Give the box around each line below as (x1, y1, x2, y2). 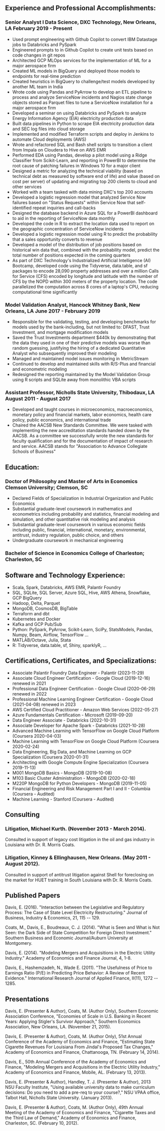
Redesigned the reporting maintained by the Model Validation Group (12, 371, 151, 377)
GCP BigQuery (12, 594, 42, 601)
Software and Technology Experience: (5, 571, 126, 580)
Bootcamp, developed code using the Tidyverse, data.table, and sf (12, 263, 148, 269)
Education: (5, 463, 39, 471)
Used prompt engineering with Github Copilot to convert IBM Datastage (12, 36, 158, 42)
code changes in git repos (12, 52, 66, 58)
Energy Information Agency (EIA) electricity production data (12, 115, 134, 121)
